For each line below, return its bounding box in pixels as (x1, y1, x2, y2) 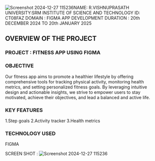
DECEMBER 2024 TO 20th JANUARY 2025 (5, 20, 92, 26)
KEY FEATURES (5, 107, 43, 113)
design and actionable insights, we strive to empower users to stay (5, 89, 141, 95)
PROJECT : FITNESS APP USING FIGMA (5, 49, 101, 56)
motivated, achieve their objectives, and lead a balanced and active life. (5, 94, 150, 100)
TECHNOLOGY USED (5, 130, 56, 137)
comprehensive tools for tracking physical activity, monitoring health (5, 79, 144, 84)
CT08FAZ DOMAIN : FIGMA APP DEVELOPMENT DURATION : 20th (5, 15, 140, 21)
